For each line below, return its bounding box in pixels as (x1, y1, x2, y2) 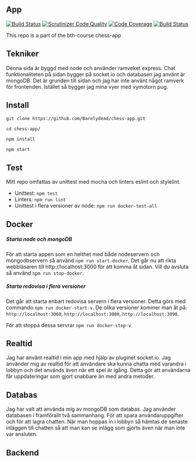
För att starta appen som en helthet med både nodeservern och (6, 250, 160, 258)
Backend (6, 447, 39, 458)
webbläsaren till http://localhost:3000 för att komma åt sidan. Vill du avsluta (6, 263, 189, 270)
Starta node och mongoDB (6, 235, 72, 243)
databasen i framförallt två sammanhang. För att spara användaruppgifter (6, 412, 184, 419)
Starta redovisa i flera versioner (6, 282, 86, 290)
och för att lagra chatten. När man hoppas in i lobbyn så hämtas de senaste (6, 418, 188, 426)
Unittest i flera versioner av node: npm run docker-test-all (14, 202, 157, 210)
